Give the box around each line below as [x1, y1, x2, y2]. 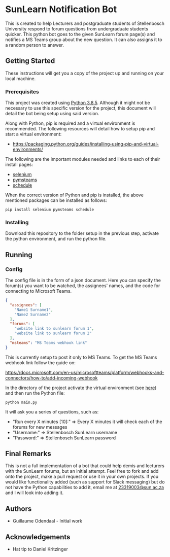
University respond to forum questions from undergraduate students [5, 25, 149, 31]
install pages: [5, 161, 33, 168]
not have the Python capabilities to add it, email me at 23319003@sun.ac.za [5, 484, 164, 491]
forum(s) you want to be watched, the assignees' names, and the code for [5, 283, 160, 289]
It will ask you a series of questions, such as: [5, 408, 99, 414]
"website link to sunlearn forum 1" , [14, 326, 94, 331]
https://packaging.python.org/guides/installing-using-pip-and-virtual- [12, 141, 159, 147]
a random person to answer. [5, 42, 64, 48]
